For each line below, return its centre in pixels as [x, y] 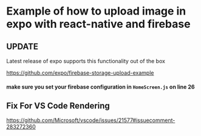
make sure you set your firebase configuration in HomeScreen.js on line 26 [101, 87]
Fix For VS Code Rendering [58, 105]
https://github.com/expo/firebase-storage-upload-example [80, 73]
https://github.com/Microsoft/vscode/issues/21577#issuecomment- [91, 120]
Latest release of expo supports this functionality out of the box [86, 61]
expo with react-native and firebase [98, 24]
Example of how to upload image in [96, 11]
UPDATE [22, 46]
